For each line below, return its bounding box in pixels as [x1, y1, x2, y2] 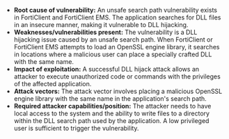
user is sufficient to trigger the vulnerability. [13, 124, 139, 132]
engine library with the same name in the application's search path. [13, 95, 207, 103]
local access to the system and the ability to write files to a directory [13, 109, 210, 117]
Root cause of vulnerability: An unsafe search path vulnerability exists [13, 6, 218, 14]
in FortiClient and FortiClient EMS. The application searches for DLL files [13, 13, 221, 22]
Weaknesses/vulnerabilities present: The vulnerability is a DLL [13, 28, 198, 36]
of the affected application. [13, 80, 92, 88]
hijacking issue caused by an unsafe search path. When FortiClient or [13, 35, 214, 44]
